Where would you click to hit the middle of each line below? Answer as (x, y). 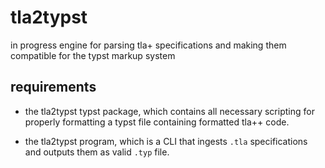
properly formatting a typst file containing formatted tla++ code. (157, 122)
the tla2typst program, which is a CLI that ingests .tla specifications (166, 141)
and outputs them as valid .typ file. (97, 152)
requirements (53, 87)
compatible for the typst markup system (93, 55)
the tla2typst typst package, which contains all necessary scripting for (169, 111)
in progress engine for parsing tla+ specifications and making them (148, 45)
